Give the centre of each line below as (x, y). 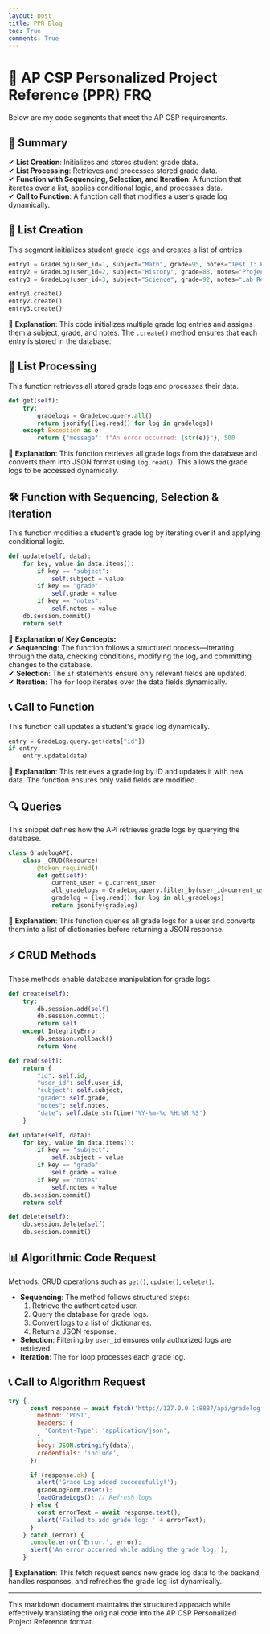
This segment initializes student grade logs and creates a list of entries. (127, 250)
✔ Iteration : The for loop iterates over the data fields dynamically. (118, 682)
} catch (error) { (53, 1535)
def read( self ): (35, 1060)
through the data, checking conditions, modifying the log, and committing (130, 656)
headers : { (55, 1423)
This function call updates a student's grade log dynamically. (109, 726)
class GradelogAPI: (41, 853)
